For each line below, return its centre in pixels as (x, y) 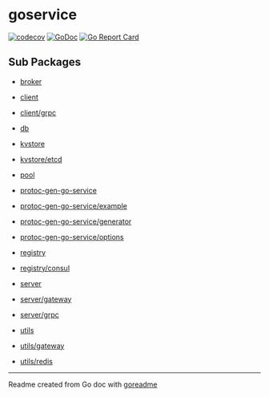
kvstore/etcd (41, 159)
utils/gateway (42, 346)
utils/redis (36, 361)
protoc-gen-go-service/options (72, 237)
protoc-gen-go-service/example (74, 205)
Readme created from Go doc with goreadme (83, 384)
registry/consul (45, 268)
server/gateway (46, 299)
